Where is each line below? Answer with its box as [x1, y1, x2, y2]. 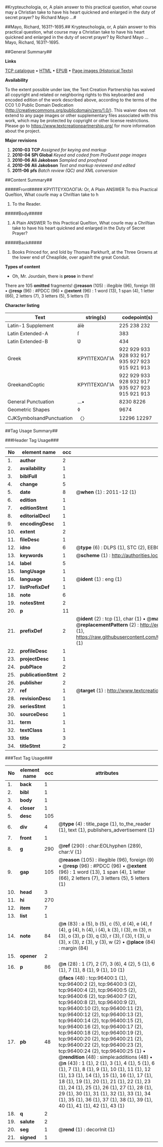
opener [20, 953, 37, 959]
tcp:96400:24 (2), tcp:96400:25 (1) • [58, 1048, 146, 1054]
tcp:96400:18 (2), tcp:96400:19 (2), [58, 1030, 143, 1036]
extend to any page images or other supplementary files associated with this [5, 113, 158, 118]
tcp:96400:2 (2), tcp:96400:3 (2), [58, 981, 137, 987]
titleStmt [20, 743, 40, 749]
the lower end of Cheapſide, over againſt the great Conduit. [12, 254, 130, 260]
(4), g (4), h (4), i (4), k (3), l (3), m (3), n [58, 926, 151, 933]
